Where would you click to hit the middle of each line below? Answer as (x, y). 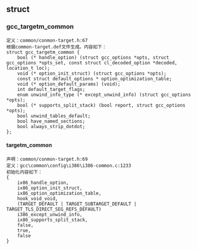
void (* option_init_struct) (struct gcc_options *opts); (92, 73)
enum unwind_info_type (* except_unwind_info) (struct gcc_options (104, 95)
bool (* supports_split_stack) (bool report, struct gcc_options (102, 105)
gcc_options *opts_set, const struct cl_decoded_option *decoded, (92, 62)
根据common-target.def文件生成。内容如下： (57, 47)
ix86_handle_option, (43, 183)
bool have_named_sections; (51, 121)
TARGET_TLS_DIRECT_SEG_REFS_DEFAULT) (54, 209)
